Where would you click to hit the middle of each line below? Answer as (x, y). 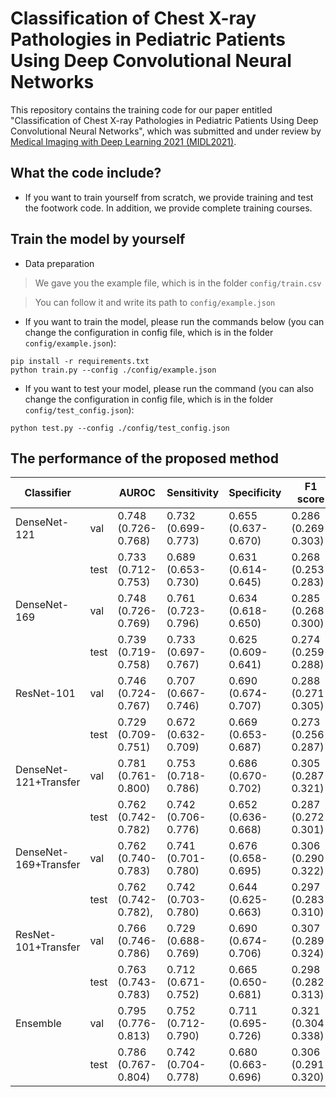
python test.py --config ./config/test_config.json (120, 428)
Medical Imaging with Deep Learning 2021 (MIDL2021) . (123, 141)
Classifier (48, 493)
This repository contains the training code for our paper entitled (141, 109)
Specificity (255, 493)
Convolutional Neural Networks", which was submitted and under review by (166, 131)
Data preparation (59, 263)
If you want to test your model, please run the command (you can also (169, 388)
